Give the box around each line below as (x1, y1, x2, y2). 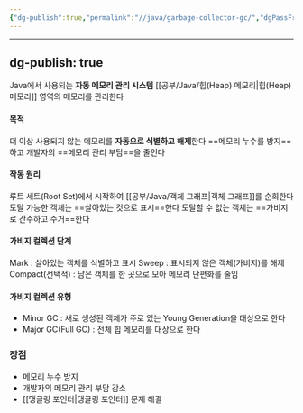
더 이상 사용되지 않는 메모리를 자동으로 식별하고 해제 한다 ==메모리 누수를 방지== (9, 135, 292, 146)
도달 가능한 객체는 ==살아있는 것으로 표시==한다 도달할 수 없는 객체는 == (9, 202, 267, 213)
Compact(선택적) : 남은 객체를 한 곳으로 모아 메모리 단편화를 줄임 (9, 269, 239, 280)
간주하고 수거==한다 (18, 213, 90, 224)
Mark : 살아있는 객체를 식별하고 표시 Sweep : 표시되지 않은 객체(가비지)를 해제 (9, 258, 286, 269)
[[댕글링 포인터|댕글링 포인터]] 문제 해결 (22, 393, 162, 404)
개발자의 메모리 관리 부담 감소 (22, 382, 126, 393)
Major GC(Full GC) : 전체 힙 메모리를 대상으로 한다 (22, 324, 201, 335)
